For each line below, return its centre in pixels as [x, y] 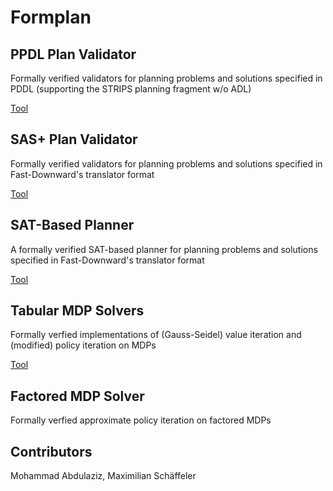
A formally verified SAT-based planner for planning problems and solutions [164, 249]
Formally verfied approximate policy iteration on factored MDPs [141, 420]
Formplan [51, 17]
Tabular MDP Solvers [77, 311]
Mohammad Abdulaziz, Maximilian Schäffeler [103, 476]
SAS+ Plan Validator [74, 139]
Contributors [51, 451]
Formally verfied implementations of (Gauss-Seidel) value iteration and [156, 335]
